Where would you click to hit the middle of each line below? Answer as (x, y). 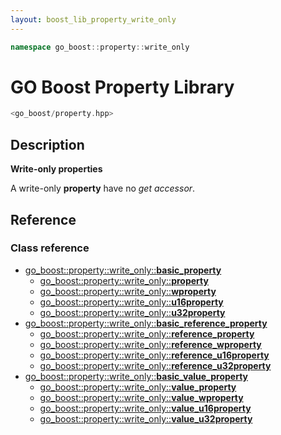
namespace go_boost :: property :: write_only (100, 47)
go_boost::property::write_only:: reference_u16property (154, 355)
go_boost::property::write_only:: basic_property (123, 270)
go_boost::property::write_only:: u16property (131, 302)
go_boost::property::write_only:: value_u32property (146, 418)
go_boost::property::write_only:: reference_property (147, 333)
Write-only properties (56, 169)
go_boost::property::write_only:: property (124, 280)
